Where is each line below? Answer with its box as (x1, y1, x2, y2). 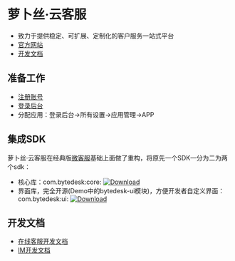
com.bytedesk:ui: (17, 194, 69, 203)
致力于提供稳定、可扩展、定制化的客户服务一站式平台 (17, 31, 174, 40)
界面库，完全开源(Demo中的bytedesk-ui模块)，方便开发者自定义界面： (17, 186, 225, 195)
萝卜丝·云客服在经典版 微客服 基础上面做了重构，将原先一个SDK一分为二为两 (7, 153, 228, 162)
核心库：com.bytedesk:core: (17, 178, 102, 186)
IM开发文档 (17, 246, 51, 255)
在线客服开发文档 (17, 237, 68, 246)
